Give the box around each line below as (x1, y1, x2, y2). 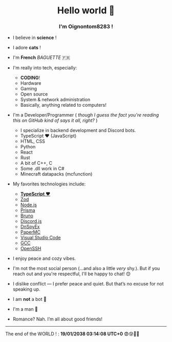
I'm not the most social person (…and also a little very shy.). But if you (12, 265, 160, 272)
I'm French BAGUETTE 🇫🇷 (12, 54, 71, 61)
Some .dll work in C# (20, 165, 65, 172)
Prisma (20, 207, 35, 214)
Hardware (20, 80, 41, 86)
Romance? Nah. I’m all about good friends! (12, 316, 103, 322)
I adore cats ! (12, 45, 41, 51)
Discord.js (20, 218, 42, 224)
